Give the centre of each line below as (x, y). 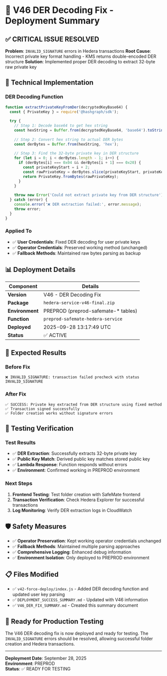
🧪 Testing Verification (39, 429)
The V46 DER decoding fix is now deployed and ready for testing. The (77, 633)
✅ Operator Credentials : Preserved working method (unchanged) (80, 247)
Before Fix (18, 367)
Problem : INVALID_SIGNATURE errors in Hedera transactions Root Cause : (78, 51)
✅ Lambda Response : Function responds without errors (70, 465)
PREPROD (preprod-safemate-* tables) (90, 311)
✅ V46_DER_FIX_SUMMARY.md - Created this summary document (75, 605)
